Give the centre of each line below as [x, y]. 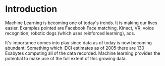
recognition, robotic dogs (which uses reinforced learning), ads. [70, 33]
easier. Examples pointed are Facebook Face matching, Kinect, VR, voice [80, 28]
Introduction [31, 9]
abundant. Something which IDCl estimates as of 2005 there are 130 [75, 48]
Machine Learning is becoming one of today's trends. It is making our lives [81, 23]
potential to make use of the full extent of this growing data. [66, 58]
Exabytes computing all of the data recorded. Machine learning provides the [83, 53]
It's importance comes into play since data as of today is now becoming [79, 42]
